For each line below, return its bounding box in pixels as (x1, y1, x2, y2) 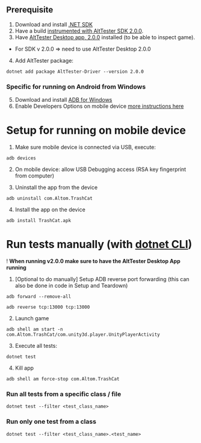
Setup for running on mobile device (6, 123, 187, 137)
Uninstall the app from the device (14, 184, 98, 191)
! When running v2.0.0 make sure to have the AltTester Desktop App (6, 257, 181, 264)
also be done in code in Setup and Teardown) (14, 282, 128, 289)
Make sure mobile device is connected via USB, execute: (14, 144, 156, 151)
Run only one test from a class (6, 418, 96, 426)
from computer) (14, 172, 55, 179)
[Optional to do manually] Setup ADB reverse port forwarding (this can (14, 275, 190, 282)
